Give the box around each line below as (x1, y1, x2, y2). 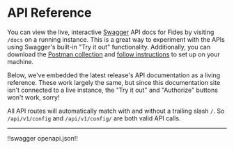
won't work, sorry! (7, 93, 60, 102)
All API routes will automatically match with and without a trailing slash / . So (7, 107, 225, 115)
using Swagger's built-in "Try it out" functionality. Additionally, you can (7, 42, 211, 51)
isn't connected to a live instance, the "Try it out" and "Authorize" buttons (7, 86, 218, 94)
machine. (7, 57, 34, 65)
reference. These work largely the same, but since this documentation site (7, 78, 221, 86)
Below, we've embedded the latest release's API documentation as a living (7, 71, 221, 79)
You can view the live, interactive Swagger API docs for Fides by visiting (7, 28, 214, 36)
